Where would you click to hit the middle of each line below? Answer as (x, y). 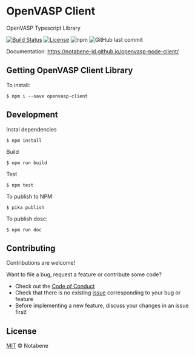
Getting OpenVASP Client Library (70, 71)
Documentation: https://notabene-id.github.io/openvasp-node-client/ (93, 51)
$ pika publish (25, 207)
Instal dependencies (31, 129)
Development (32, 115)
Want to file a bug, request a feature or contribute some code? (84, 274)
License (21, 331)
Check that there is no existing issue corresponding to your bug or (98, 293)
